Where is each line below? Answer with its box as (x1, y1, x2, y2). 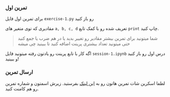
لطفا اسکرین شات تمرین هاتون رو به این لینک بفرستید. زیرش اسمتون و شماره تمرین (5, 80, 165, 86)
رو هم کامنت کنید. (5, 85, 39, 91)
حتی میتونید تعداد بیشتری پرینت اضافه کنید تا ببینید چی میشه (17, 41, 130, 47)
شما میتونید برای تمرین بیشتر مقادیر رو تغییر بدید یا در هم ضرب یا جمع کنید (17, 35, 158, 42)
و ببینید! (5, 56, 19, 62)
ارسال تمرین (5, 69, 33, 76)
